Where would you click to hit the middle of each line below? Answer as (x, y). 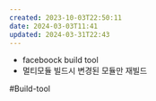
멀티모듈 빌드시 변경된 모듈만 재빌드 (85, 71)
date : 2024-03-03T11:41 (54, 26)
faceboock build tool (60, 60)
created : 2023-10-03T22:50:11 (66, 18)
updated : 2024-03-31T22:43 (60, 34)
